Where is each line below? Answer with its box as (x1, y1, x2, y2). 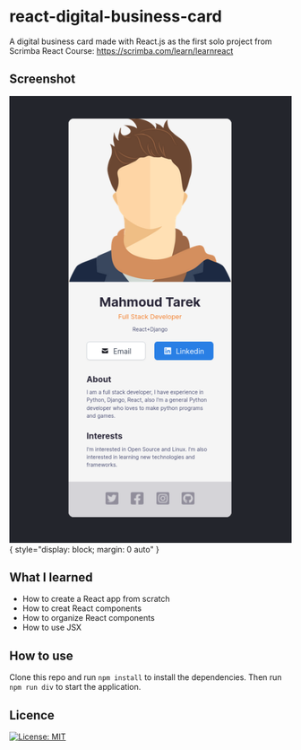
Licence (9, 707, 56, 723)
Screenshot (9, 72, 76, 87)
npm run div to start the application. (9, 682, 142, 693)
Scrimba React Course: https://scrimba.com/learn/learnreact (9, 45, 234, 56)
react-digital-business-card (9, 6, 222, 27)
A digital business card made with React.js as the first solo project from (9, 36, 272, 47)
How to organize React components (21, 613, 155, 624)
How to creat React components (21, 603, 142, 614)
